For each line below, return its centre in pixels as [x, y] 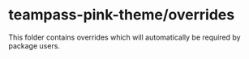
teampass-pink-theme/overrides [122, 15]
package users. [34, 45]
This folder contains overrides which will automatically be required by [124, 37]
